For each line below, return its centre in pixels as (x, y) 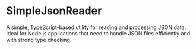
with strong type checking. (39, 40)
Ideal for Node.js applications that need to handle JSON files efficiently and (98, 33)
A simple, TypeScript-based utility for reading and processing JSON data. (96, 27)
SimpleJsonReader (54, 11)
